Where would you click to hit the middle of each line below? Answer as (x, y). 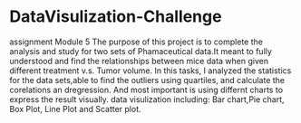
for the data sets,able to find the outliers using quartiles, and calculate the (147, 80)
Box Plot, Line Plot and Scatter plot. (76, 109)
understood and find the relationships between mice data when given (139, 61)
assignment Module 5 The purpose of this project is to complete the (136, 42)
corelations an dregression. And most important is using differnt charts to (146, 90)
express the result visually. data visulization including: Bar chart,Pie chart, (147, 99)
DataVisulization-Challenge (116, 17)
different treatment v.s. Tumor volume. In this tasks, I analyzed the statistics (150, 71)
